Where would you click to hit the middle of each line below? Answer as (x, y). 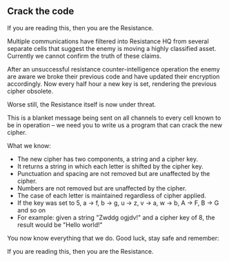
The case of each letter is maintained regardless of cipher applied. (112, 195)
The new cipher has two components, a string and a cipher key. (108, 159)
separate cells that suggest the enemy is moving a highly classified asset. (112, 48)
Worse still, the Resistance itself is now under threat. (82, 104)
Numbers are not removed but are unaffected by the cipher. (102, 188)
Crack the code (41, 11)
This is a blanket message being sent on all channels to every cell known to (114, 118)
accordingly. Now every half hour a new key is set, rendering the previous (112, 84)
